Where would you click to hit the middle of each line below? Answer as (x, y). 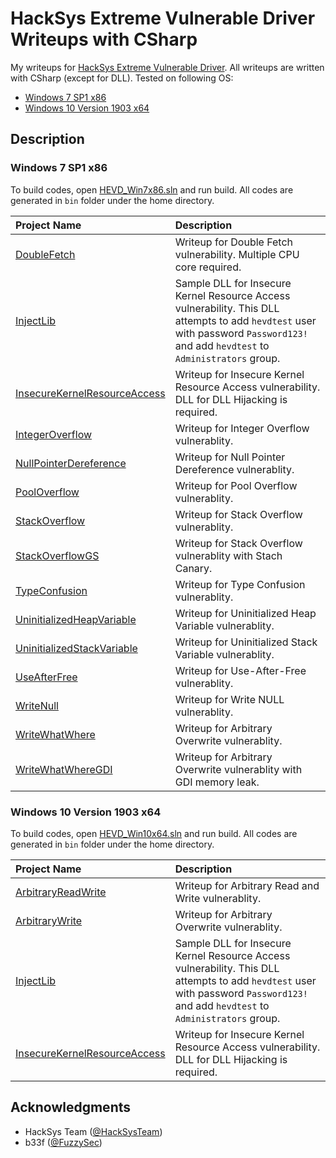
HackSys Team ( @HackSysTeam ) (93, 1131)
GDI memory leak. (217, 782)
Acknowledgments (71, 1107)
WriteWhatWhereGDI (64, 769)
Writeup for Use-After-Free (240, 670)
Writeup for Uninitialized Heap (245, 613)
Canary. (193, 568)
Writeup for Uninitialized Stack (246, 642)
